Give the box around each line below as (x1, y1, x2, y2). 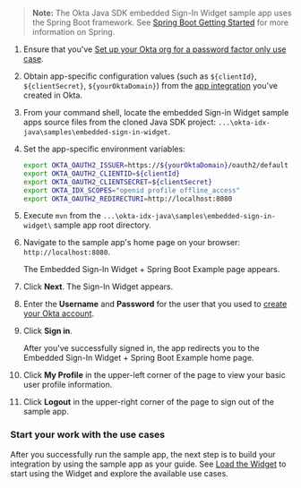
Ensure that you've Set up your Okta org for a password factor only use (22, 44, 287, 55)
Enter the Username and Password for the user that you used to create (22, 299, 288, 310)
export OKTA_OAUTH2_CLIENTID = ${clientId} (22, 169, 181, 178)
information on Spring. (31, 27, 116, 37)
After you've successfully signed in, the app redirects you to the (22, 343, 260, 354)
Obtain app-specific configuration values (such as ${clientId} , (22, 71, 258, 81)
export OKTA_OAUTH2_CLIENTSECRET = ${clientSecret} (22, 177, 213, 186)
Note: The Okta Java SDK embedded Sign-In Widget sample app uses (31, 8, 292, 18)
